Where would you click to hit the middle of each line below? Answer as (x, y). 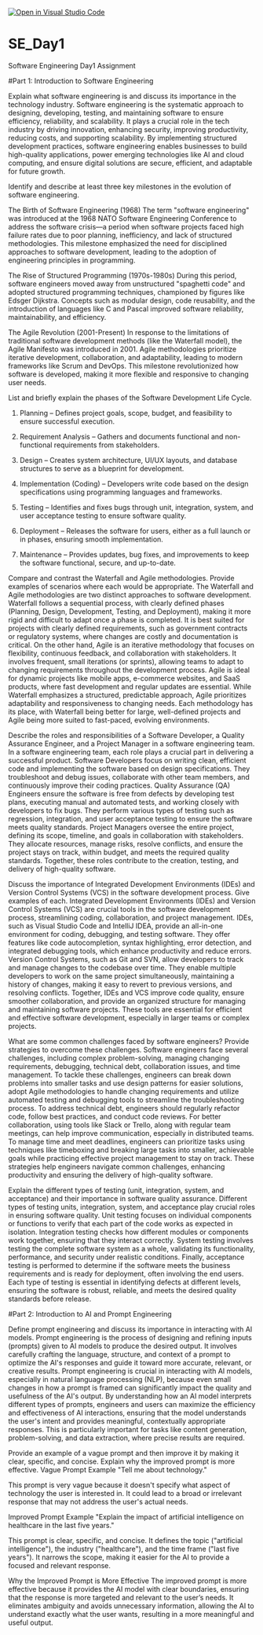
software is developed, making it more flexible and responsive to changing (128, 374)
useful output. (31, 1622)
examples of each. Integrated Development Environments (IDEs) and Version (132, 901)
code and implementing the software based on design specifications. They (129, 768)
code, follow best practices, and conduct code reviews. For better (115, 1116)
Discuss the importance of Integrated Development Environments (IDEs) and (131, 884)
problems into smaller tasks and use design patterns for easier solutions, (126, 1083)
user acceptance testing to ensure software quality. (103, 516)
